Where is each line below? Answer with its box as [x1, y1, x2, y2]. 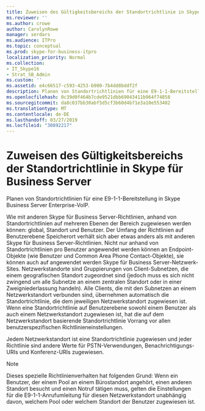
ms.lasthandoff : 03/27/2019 [6, 117, 78, 123]
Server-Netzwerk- [153, 259, 199, 266]
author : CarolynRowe [6, 26, 59, 32]
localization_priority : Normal [6, 54, 86, 60]
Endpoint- [168, 246, 194, 253]
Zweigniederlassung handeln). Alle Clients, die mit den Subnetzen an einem [6, 285, 196, 292]
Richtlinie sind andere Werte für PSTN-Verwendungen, [6, 342, 143, 349]
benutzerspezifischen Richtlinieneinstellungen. [6, 324, 124, 331]
